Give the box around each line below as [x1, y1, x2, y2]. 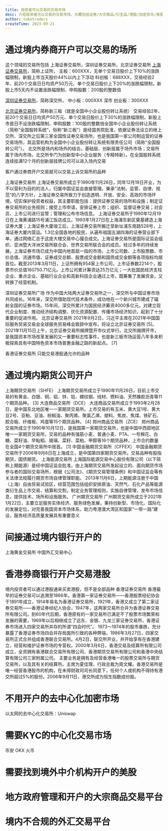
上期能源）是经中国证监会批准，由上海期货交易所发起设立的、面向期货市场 [9, 462, 163, 468]
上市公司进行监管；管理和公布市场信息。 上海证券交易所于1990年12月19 [13, 210, 161, 216]
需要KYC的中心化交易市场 [5, 730, 112, 741]
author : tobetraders [5, 16, 48, 21]
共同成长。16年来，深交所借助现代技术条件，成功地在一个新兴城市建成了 [5, 296, 154, 302]
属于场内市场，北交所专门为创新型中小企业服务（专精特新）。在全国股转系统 [5, 152, 161, 158]
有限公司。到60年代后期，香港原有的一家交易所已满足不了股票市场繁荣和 [9, 611, 160, 617]
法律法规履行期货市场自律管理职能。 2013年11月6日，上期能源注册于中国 [9, 475, 158, 481]
